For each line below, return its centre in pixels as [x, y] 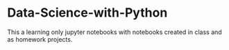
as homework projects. [40, 39]
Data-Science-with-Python [87, 13]
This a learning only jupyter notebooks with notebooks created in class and [114, 32]
